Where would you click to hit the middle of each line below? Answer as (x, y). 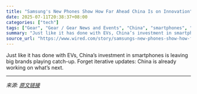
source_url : (21, 39)
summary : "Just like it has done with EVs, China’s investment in (89, 33)
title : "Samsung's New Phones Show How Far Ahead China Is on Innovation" (99, 11)
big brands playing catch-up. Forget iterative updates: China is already (91, 61)
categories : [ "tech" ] (33, 22)
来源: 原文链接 (23, 85)
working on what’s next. (35, 67)
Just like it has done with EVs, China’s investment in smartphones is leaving (97, 55)
